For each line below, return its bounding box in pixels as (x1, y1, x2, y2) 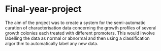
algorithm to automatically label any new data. (5, 40, 98, 46)
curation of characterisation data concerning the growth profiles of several (5, 25, 157, 30)
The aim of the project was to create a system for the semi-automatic (5, 20, 146, 25)
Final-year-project (5, 3, 82, 15)
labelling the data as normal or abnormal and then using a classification (5, 35, 150, 41)
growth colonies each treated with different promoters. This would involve (5, 30, 155, 36)
